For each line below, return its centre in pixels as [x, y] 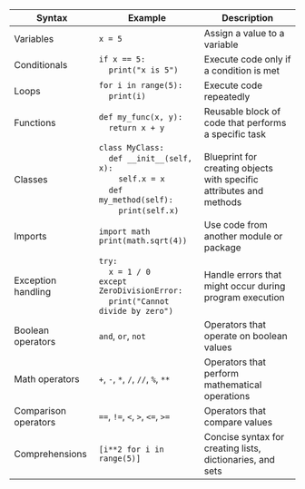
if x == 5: [122, 59]
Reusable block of [242, 111]
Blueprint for [231, 156]
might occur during [245, 286]
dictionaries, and [239, 460]
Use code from [236, 225]
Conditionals [41, 65]
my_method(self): [136, 200]
